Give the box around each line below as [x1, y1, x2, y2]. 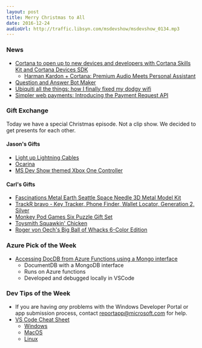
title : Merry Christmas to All [6, 14, 85, 21]
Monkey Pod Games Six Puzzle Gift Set [15, 213, 113, 221]
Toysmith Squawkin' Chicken [15, 220, 88, 227]
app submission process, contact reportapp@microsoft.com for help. [15, 309, 187, 317]
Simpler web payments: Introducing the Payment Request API [15, 91, 169, 98]
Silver [15, 207, 30, 214]
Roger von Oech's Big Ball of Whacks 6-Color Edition [15, 226, 148, 233]
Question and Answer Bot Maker [15, 79, 96, 86]
